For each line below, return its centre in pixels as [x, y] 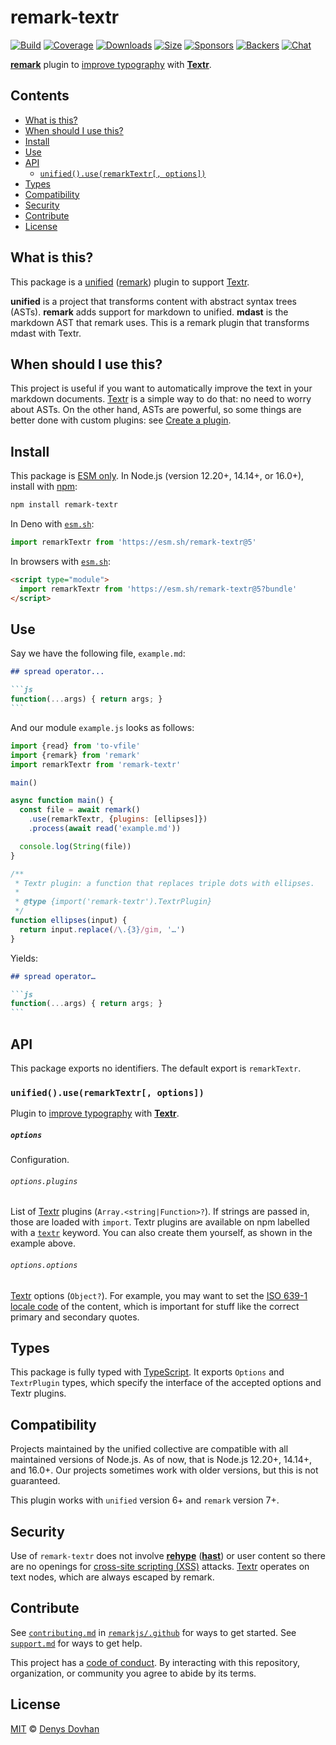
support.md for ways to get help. [76, 1643]
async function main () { [62, 801]
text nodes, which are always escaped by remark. [112, 1577]
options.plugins [44, 1181]
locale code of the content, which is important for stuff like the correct [155, 1306]
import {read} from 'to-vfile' [75, 746]
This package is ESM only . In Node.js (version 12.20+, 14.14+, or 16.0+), [157, 476]
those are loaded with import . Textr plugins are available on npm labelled [160, 1222]
